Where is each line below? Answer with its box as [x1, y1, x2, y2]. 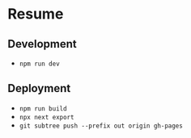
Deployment [7, 82, 71, 95]
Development [7, 37, 78, 51]
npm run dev [19, 60, 60, 68]
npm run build [19, 104, 67, 113]
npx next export [19, 113, 74, 121]
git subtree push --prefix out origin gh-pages [19, 122, 183, 130]
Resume [7, 5, 64, 23]
